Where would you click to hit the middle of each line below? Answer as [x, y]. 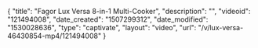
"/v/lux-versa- [221, 27]
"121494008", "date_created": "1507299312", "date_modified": [108, 19]
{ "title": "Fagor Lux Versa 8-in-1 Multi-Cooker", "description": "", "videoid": [129, 11]
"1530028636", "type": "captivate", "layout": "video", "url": [102, 27]
